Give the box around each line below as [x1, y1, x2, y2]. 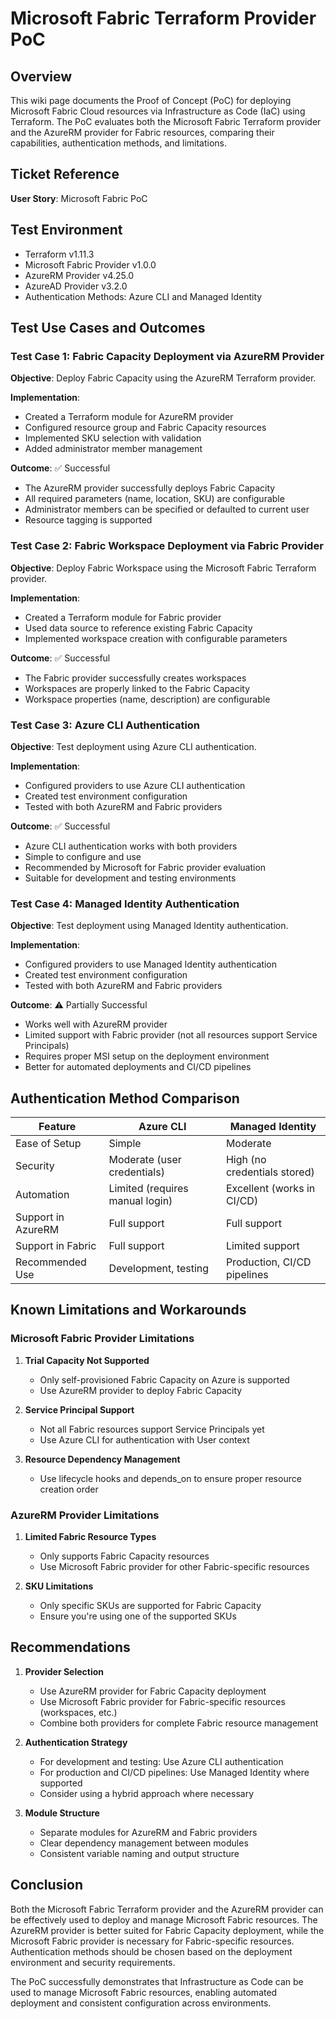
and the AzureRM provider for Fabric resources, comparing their [10, 127, 275, 138]
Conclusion [10, 1877, 84, 1894]
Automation [15, 1188, 70, 1202]
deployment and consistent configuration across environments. [10, 1997, 272, 2009]
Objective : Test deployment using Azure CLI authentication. [10, 740, 257, 752]
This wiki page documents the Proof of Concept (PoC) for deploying [10, 95, 292, 106]
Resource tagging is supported [24, 514, 153, 526]
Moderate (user [108, 1153, 182, 1167]
